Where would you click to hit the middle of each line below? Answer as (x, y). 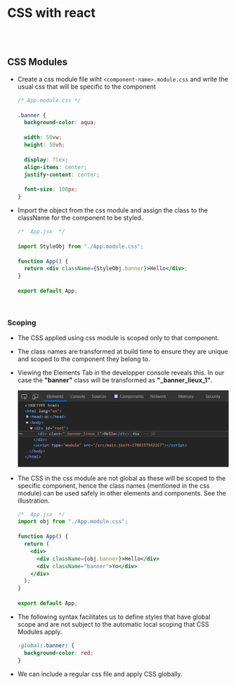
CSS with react (52, 13)
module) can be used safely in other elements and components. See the (122, 493)
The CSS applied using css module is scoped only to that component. (118, 338)
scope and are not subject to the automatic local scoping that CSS (113, 624)
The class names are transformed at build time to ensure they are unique (123, 352)
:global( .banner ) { (46, 646)
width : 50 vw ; (43, 138)
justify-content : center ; (62, 175)
